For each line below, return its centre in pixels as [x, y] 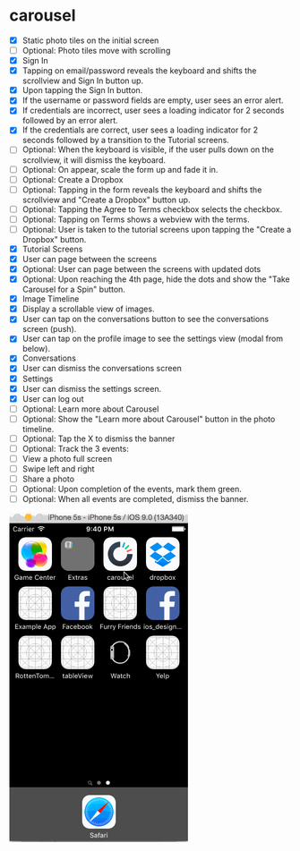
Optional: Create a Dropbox [73, 179]
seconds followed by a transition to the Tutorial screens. [126, 140]
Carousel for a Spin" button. [73, 289]
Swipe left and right [58, 469]
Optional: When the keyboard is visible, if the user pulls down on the [148, 149]
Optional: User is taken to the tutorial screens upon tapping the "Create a [157, 229]
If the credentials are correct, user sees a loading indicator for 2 [140, 130]
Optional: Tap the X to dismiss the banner [99, 438]
